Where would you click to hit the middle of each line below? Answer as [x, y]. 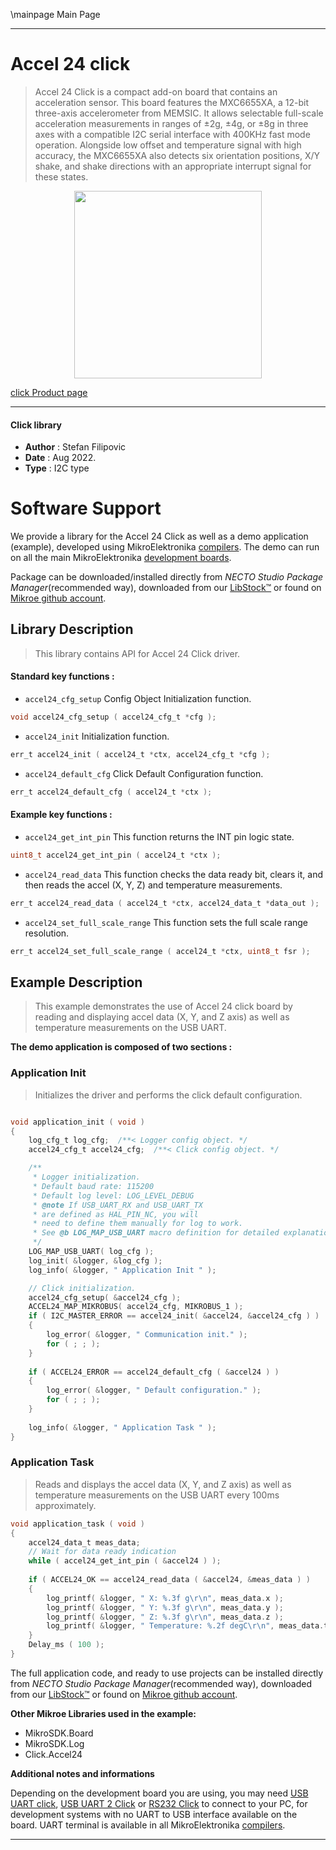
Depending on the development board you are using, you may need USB [159, 1793]
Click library [36, 425]
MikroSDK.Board [59, 1733]
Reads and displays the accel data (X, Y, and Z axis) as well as [163, 1484]
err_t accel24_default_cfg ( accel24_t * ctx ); [111, 792]
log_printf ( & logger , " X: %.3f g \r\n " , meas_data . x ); [165, 1598]
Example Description [76, 982]
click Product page [49, 392]
